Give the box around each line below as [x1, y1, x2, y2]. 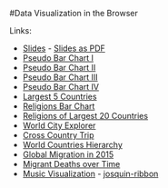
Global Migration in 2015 [22, 149, 114, 160]
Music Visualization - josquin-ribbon [22, 168, 159, 179]
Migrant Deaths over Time [22, 159, 121, 169]
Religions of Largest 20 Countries [22, 111, 148, 121]
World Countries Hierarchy [22, 140, 123, 150]
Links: [9, 25, 32, 35]
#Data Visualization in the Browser [9, 8, 138, 18]
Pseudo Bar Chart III [22, 72, 98, 83]
